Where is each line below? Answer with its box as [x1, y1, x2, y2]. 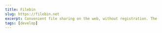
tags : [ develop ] [5, 20, 38, 26]
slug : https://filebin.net [5, 12, 60, 16]
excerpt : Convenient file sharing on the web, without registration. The [5, 16, 158, 21]
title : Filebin [5, 7, 36, 12]
